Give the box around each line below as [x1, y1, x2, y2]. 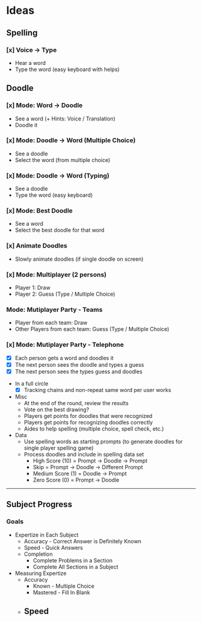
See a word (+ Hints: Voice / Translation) [14, 115, 116, 122]
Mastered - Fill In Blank [32, 588, 90, 596]
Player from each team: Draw [14, 319, 88, 326]
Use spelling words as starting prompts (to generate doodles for [23, 438, 183, 445]
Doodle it [14, 121, 38, 128]
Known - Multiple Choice [32, 582, 95, 589]
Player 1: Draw [14, 284, 51, 291]
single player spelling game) [23, 444, 94, 452]
